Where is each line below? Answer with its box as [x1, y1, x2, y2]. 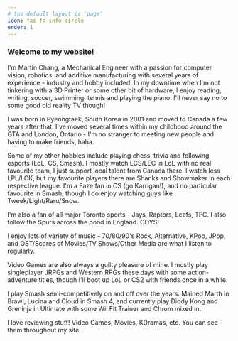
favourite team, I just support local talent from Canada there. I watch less [7, 166, 221, 175]
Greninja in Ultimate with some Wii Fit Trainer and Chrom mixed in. [7, 304, 202, 313]
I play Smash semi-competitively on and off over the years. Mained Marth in [7, 289, 229, 298]
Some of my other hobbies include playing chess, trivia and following [7, 151, 210, 160]
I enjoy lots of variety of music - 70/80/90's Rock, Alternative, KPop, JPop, [7, 232, 226, 240]
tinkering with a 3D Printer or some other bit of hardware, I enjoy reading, [7, 86, 222, 94]
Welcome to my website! [7, 47, 94, 57]
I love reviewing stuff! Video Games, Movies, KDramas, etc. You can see [7, 318, 219, 327]
